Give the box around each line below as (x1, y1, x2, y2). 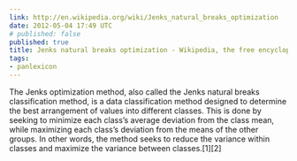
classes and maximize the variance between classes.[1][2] (9, 142, 222, 153)
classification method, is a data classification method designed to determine (9, 96, 287, 106)
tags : (9, 54, 29, 63)
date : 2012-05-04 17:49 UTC (9, 21, 113, 30)
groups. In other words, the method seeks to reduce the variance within (9, 134, 270, 144)
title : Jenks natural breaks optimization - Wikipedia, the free (9, 46, 255, 55)
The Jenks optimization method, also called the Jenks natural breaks (9, 86, 260, 97)
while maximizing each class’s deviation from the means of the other (9, 124, 259, 134)
